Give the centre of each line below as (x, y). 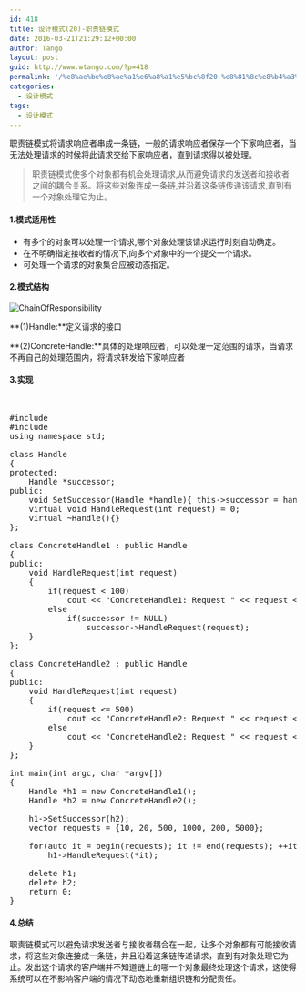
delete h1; (53, 873)
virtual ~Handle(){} (74, 518)
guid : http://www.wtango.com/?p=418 (79, 67)
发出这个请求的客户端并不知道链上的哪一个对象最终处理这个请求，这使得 (161, 967)
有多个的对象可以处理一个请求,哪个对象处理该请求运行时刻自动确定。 (151, 241)
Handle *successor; (72, 481)
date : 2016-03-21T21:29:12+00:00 (73, 38)
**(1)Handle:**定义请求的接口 (66, 326)
